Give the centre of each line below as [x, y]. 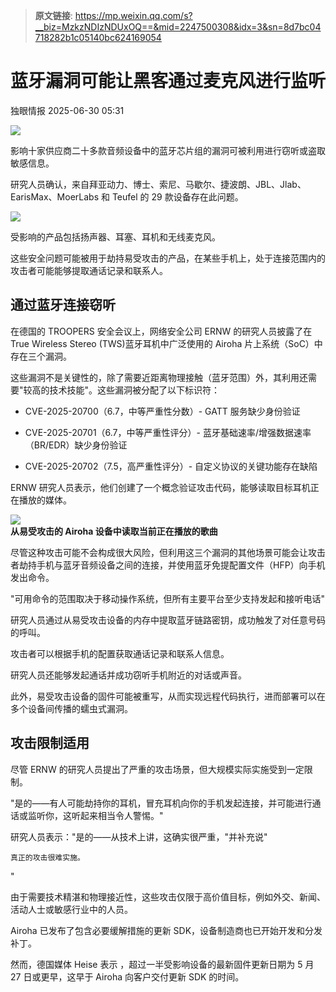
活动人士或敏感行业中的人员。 [71, 909]
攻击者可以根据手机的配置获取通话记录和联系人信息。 [120, 653]
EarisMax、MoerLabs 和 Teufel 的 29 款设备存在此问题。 [127, 196]
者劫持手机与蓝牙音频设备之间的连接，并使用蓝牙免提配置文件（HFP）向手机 [168, 565]
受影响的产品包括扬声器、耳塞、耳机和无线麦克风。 [115, 236]
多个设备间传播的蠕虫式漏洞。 [71, 708]
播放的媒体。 [45, 500]
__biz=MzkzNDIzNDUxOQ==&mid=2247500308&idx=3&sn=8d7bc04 [178, 27]
